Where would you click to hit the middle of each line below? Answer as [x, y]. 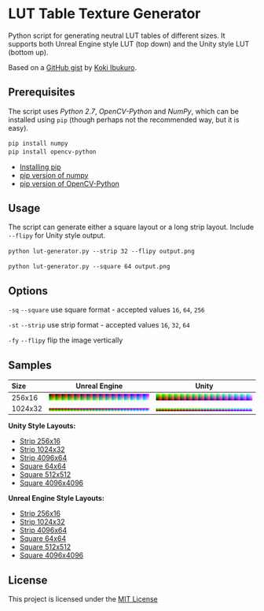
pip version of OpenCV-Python [70, 183]
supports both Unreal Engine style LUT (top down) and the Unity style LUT [129, 43]
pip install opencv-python [52, 152]
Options [28, 291]
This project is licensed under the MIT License [83, 599]
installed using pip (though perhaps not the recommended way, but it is [124, 120]
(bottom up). [28, 52]
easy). [18, 128]
